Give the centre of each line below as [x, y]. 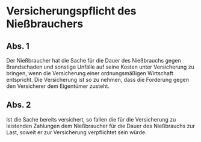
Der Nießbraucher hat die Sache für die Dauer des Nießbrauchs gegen [94, 60]
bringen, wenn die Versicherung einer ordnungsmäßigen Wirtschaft [90, 73]
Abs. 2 [19, 105]
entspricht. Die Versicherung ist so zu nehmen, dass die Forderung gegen [98, 80]
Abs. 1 [18, 46]
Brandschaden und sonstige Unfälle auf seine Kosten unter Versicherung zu [100, 67]
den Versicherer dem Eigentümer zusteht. [58, 86]
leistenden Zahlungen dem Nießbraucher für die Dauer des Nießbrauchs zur [101, 126]
